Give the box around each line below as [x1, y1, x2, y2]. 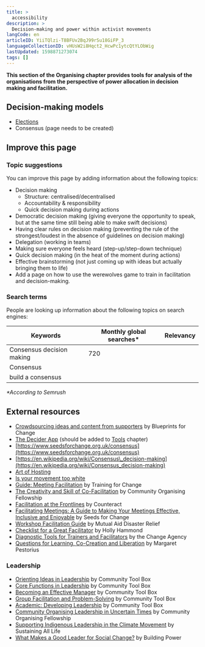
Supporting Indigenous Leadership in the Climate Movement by [15, 621, 174, 628]
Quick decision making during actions [24, 206, 120, 213]
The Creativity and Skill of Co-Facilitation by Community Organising [15, 487, 185, 495]
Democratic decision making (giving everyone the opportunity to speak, [15, 212, 196, 220]
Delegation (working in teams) [15, 238, 92, 246]
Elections [15, 118, 38, 125]
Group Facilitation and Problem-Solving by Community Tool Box [15, 594, 176, 602]
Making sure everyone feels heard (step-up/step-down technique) [15, 245, 182, 253]
